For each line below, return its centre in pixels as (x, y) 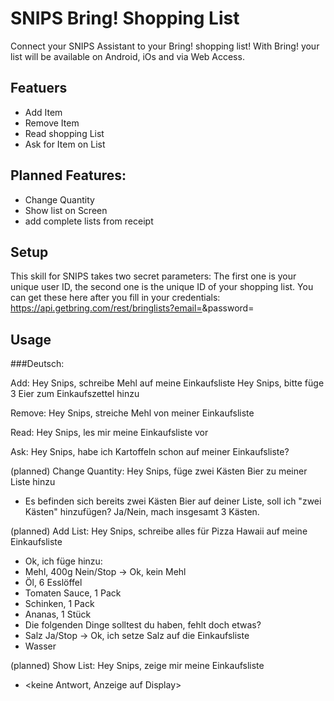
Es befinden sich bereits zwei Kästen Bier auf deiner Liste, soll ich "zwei (173, 501)
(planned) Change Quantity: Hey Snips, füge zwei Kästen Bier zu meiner (159, 471)
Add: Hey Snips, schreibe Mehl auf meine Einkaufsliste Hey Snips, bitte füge (167, 383)
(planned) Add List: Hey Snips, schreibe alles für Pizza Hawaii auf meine (159, 531)
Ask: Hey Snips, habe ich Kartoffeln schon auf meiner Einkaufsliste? (150, 452)
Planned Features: (68, 175)
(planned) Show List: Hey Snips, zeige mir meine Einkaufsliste (137, 666)
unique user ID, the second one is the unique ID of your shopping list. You (162, 287)
